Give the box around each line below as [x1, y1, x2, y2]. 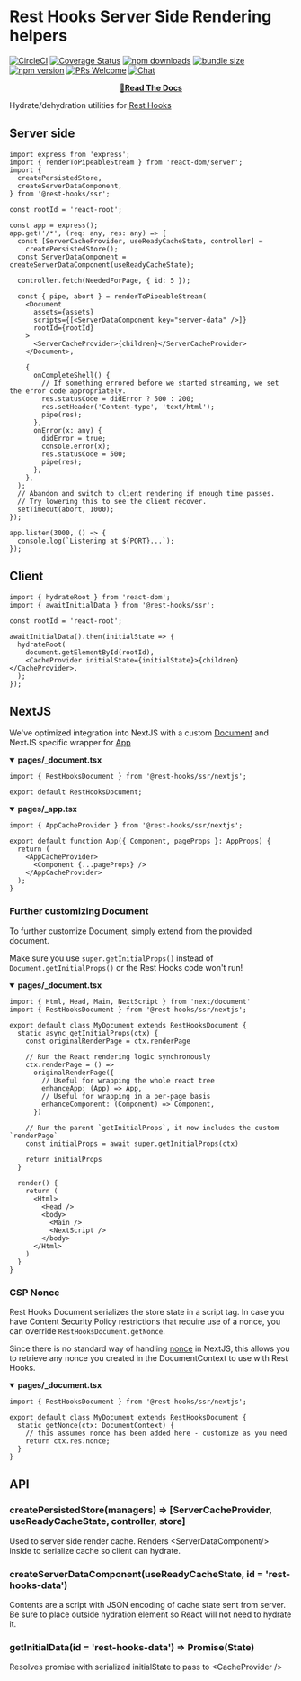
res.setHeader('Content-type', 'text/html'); [41, 402, 216, 411]
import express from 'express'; [9, 150, 130, 159]
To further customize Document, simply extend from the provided [9, 926, 252, 936]
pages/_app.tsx [17, 804, 78, 815]
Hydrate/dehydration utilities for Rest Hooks [9, 99, 173, 110]
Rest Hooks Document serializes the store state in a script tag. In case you [9, 1306, 285, 1317]
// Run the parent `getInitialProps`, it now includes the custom [25, 1123, 279, 1132]
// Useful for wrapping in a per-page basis [41, 1092, 211, 1101]
